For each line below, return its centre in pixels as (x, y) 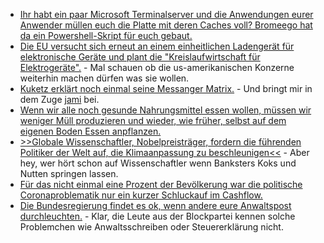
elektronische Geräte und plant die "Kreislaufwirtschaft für (140, 57)
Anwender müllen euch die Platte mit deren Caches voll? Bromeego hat (166, 25)
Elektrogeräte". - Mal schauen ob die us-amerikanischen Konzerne (157, 67)
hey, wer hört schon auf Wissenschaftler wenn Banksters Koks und (158, 163)
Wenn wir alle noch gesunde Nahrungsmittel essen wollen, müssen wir (165, 110)
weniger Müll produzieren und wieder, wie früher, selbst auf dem (153, 120)
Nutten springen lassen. (69, 173)
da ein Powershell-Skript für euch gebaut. (106, 35)
